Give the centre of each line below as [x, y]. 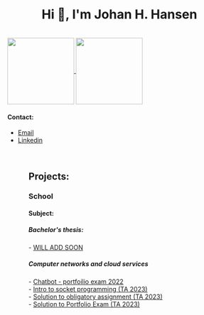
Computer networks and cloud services [88, 264]
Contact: [21, 117]
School [41, 197]
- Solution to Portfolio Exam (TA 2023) [84, 304]
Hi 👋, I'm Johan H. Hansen [119, 15]
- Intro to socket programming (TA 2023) [88, 289]
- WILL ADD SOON [56, 248]
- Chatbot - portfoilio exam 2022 [76, 281]
